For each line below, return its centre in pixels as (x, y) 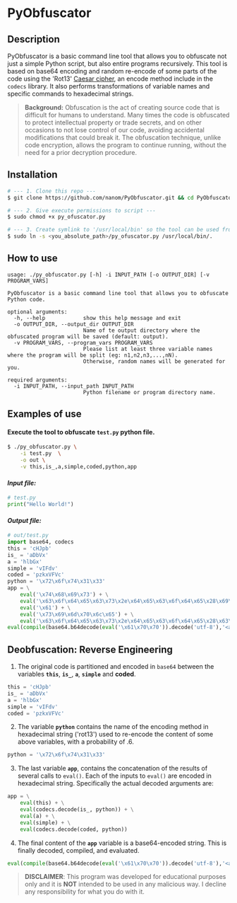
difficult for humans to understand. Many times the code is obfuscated (127, 115)
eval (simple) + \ (45, 822)
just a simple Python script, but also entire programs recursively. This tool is (117, 64)
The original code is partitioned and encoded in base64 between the (116, 667)
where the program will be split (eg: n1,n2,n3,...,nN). (93, 355)
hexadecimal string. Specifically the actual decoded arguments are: (115, 783)
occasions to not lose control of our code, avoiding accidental (114, 130)
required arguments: (38, 380)
